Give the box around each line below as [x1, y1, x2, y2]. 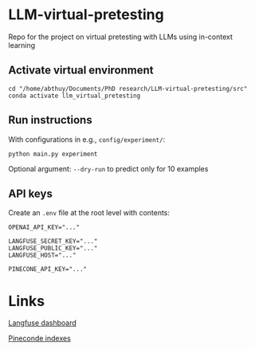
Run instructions [8, 113, 93, 127]
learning [8, 40, 36, 49]
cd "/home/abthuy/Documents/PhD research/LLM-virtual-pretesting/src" [8, 85, 248, 92]
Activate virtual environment [8, 64, 154, 77]
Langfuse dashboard [8, 318, 77, 328]
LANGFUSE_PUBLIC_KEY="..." [8, 245, 98, 253]
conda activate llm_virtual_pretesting [8, 92, 141, 100]
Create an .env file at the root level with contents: [8, 208, 170, 218]
